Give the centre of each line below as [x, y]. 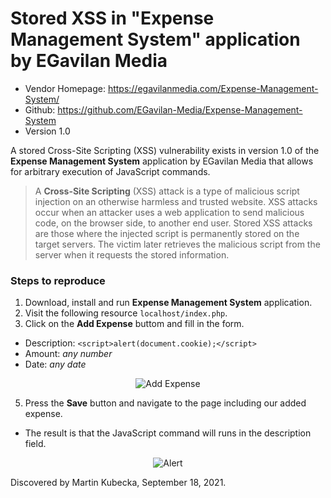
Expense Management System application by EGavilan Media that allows [162, 161]
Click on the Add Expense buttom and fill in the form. [134, 324]
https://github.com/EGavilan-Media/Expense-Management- [180, 109]
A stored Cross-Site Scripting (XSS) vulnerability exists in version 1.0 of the [165, 150]
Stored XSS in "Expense [112, 18]
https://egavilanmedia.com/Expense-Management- [213, 88]
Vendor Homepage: [65, 88]
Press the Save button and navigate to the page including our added [165, 403]
